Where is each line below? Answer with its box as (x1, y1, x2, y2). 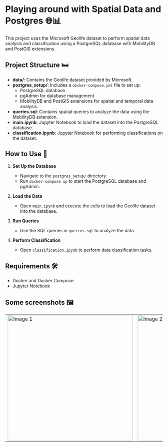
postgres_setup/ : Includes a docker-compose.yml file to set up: (12, 82, 141, 88)
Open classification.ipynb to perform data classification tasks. (19, 247, 152, 253)
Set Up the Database (12, 163, 56, 169)
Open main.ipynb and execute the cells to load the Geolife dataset (19, 203, 156, 209)
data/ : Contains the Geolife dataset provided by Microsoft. (12, 77, 133, 83)
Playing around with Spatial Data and (5, 4, 161, 15)
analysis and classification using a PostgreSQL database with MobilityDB (5, 40, 155, 46)
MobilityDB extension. (12, 114, 58, 120)
